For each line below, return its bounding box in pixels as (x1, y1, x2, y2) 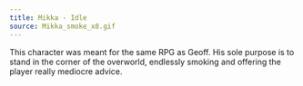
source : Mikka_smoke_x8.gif (9, 22, 116, 31)
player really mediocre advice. (9, 65, 123, 77)
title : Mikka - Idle (9, 13, 88, 23)
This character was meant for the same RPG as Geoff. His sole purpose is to (9, 46, 295, 57)
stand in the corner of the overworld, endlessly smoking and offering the (9, 56, 282, 67)
